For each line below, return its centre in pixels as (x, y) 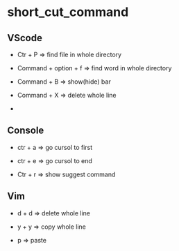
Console (26, 131)
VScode (25, 38)
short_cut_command (68, 12)
